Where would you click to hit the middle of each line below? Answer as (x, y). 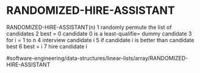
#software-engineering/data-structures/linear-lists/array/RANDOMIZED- (97, 58)
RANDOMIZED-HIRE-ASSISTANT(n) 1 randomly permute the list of (89, 27)
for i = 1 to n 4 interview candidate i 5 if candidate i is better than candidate (100, 40)
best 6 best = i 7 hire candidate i (47, 46)
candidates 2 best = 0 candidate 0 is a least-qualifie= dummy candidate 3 (99, 33)
